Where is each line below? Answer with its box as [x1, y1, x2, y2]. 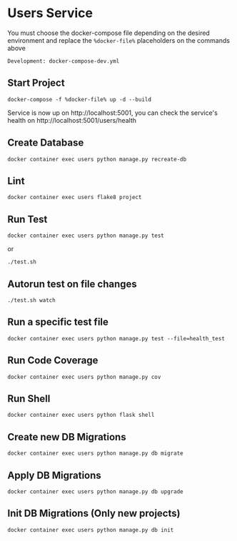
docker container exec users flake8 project [7, 194, 142, 201]
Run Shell [7, 393, 51, 405]
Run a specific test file [7, 316, 109, 328]
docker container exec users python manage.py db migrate [7, 450, 183, 457]
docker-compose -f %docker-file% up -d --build [7, 96, 152, 103]
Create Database [7, 137, 84, 149]
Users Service [7, 5, 93, 21]
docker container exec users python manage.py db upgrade [7, 488, 183, 495]
